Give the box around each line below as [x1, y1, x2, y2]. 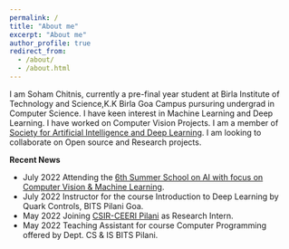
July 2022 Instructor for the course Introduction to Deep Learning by [22, 191, 279, 202]
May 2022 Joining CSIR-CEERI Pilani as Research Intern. [22, 210, 234, 221]
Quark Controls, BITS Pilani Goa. [22, 200, 144, 211]
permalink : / [9, 13, 59, 23]
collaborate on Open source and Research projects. [9, 137, 202, 148]
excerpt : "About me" [9, 30, 88, 39]
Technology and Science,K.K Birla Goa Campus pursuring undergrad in [9, 98, 275, 109]
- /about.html [17, 64, 71, 73]
